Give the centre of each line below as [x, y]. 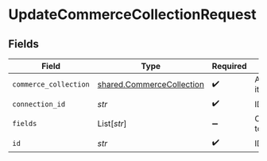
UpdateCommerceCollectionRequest [132, 15]
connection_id [39, 104]
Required [230, 66]
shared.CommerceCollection [151, 84]
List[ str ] [112, 123]
